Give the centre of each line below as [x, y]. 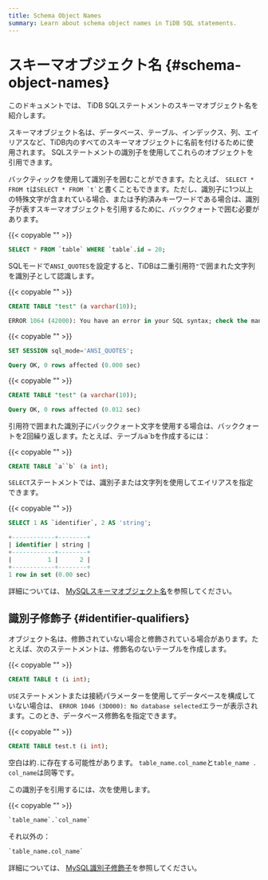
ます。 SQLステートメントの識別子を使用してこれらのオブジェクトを [141, 152]
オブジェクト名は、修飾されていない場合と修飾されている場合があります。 [130, 639]
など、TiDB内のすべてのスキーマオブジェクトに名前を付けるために [138, 142]
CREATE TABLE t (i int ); [49, 680]
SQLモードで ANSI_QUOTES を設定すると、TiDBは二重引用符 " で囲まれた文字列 [132, 266]
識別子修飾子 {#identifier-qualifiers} [99, 618]
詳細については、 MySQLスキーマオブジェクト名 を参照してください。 [122, 590]
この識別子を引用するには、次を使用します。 [81, 790]
